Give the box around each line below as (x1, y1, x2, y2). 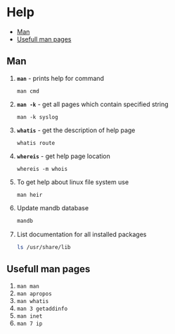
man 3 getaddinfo (16, 305, 68, 313)
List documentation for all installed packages (16, 230, 147, 238)
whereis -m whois (16, 165, 68, 172)
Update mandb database (16, 203, 89, 212)
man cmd (16, 87, 39, 95)
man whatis (16, 298, 49, 305)
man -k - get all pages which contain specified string (16, 100, 169, 108)
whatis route (16, 139, 56, 146)
